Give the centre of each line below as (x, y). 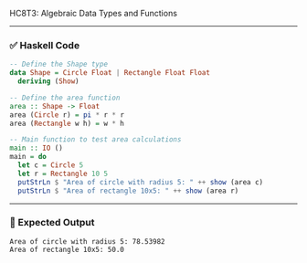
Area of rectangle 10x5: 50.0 (67, 249)
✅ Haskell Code (45, 45)
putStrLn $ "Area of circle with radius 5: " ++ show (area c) (140, 182)
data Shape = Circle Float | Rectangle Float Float (110, 73)
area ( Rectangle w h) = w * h (67, 123)
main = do (28, 157)
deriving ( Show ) (48, 81)
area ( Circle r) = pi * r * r (67, 115)
